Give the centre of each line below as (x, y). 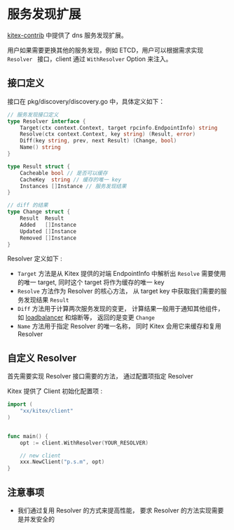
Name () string (40, 147)
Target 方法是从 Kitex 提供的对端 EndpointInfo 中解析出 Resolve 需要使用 (122, 274)
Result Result (42, 218)
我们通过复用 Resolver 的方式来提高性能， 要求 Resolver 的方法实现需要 (121, 510)
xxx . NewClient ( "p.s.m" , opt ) (62, 462)
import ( (20, 404)
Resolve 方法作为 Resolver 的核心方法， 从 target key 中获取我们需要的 (119, 291)
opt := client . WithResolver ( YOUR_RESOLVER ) (84, 443)
